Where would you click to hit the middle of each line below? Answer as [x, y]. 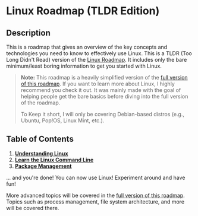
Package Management [43, 166]
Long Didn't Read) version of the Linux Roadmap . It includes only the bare [97, 60]
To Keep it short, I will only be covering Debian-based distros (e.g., [103, 114]
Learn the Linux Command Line [54, 160]
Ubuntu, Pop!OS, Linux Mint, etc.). [62, 120]
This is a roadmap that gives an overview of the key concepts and [87, 47]
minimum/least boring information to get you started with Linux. [84, 66]
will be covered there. [33, 208]
